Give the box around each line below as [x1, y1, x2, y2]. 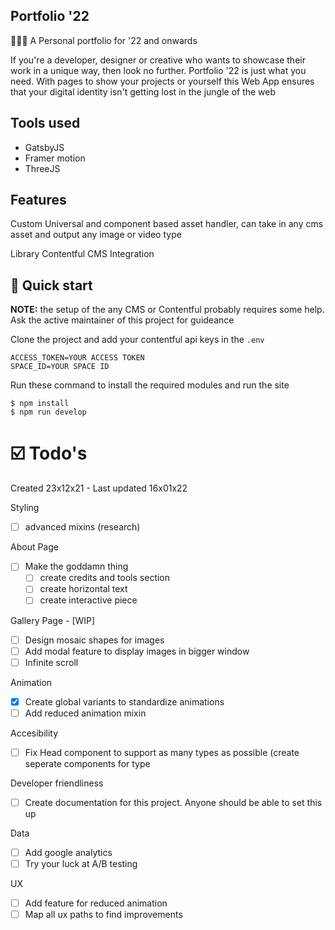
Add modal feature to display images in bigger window [24, 645, 250, 657]
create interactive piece [39, 594, 138, 606]
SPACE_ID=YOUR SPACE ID [10, 362, 110, 372]
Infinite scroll [24, 656, 79, 668]
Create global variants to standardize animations [24, 695, 225, 708]
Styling [10, 502, 40, 514]
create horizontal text [39, 583, 128, 595]
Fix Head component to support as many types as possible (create [24, 746, 300, 758]
